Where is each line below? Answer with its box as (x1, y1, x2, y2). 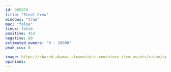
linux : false (5, 26, 33, 31)
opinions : (5, 59, 26, 64)
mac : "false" (5, 21, 33, 27)
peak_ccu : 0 (5, 45, 31, 50)
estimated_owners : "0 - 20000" (5, 41, 72, 46)
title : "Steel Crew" (5, 12, 49, 17)
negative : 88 (5, 36, 33, 41)
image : (5, 54, 19, 59)
